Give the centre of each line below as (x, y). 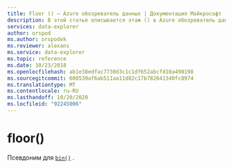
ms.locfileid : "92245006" (44, 104)
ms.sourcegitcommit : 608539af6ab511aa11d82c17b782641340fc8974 (101, 78)
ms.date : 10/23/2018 (37, 65)
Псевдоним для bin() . (41, 158)
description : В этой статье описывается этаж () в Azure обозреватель (111, 20)
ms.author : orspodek (37, 40)
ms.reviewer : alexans (38, 46)
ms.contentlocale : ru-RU (43, 91)
